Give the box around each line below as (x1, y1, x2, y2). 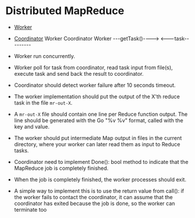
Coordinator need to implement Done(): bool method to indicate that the (14, 158, 189, 165)
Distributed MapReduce (5, 4, 124, 18)
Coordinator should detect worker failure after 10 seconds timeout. (14, 81, 176, 89)
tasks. (14, 147, 29, 154)
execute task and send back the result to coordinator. (14, 70, 144, 77)
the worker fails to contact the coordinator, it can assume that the (14, 193, 173, 200)
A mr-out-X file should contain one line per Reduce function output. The (14, 110, 188, 118)
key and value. (14, 123, 50, 130)
